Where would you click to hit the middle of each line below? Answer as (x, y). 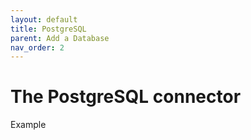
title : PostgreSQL (48, 29)
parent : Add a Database (60, 38)
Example (28, 125)
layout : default (44, 19)
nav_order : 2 (37, 47)
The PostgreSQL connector (126, 97)
